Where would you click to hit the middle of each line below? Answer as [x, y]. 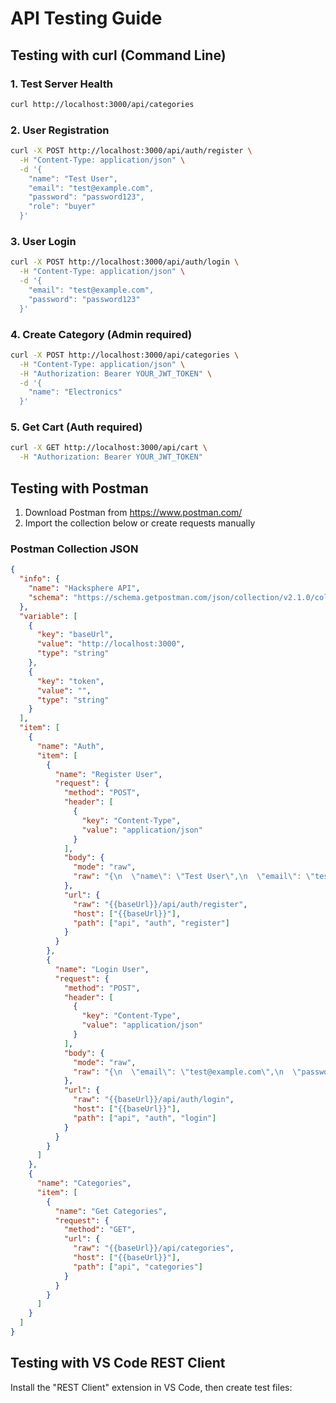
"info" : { [39, 579]
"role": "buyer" [62, 207]
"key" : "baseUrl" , [75, 635]
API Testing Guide [86, 18]
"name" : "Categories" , [84, 1183]
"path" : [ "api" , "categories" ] [138, 1267]
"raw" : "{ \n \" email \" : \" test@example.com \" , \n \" [187, 1072]
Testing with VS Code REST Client [118, 1363]
